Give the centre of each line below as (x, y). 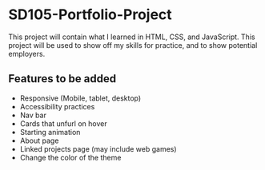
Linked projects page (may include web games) (98, 148)
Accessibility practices (57, 106)
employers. (27, 53)
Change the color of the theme (70, 157)
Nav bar (33, 115)
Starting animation (50, 132)
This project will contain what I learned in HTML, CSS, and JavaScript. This (132, 37)
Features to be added (62, 79)
